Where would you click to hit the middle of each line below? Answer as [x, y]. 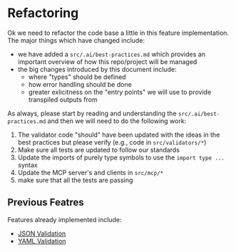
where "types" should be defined [77, 77]
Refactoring [43, 13]
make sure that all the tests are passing [75, 180]
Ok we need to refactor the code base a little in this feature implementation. [118, 33]
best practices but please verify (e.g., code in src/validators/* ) [112, 142]
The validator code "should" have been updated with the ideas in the [119, 135]
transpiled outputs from [63, 99]
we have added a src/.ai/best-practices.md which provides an [111, 54]
